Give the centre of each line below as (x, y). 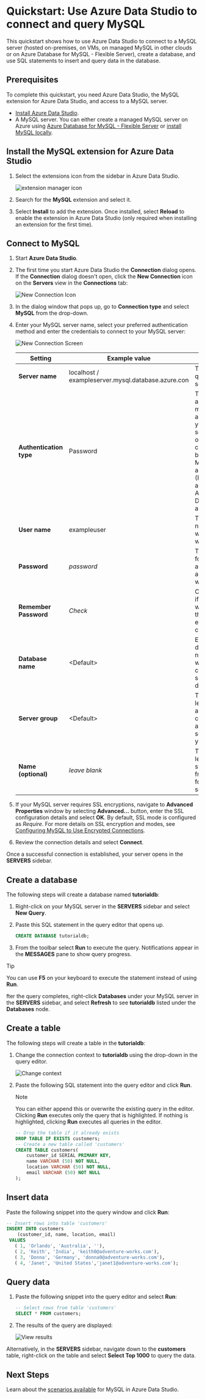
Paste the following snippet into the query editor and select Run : (96, 1297)
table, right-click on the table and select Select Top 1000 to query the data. (101, 1356)
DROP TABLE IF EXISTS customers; (58, 1138)
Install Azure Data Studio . (47, 113)
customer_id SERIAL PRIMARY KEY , (69, 1156)
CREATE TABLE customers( (47, 1150)
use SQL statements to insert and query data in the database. (83, 60)
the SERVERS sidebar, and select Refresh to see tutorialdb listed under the (101, 1003)
